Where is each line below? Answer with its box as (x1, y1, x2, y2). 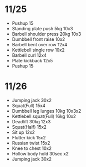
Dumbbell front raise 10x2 (11, 36, 65, 42)
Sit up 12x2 (11, 129, 35, 135)
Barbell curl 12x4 (11, 52, 47, 58)
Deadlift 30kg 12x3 (11, 118, 51, 124)
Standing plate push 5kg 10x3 (11, 25, 73, 31)
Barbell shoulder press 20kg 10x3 (11, 31, 81, 37)
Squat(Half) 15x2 (11, 124, 47, 130)
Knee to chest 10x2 (11, 145, 52, 151)
